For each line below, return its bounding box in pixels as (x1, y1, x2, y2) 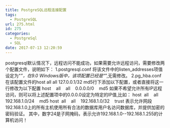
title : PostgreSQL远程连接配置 (5, 7, 67, 13)
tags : (5, 12, 17, 17)
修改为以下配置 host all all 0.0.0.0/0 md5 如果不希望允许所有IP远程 (9, 85, 162, 91)
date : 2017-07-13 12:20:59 (5, 45, 62, 50)
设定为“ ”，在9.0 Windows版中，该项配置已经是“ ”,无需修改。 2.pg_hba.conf (5, 72, 162, 79)
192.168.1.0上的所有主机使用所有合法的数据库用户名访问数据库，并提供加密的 (5, 104, 165, 110)
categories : (5, 31, 30, 36)
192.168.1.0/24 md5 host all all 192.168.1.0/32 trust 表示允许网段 (5, 98, 152, 104)
